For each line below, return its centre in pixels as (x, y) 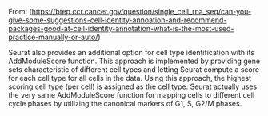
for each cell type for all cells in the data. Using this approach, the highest (130, 78)
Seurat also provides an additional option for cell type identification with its (131, 52)
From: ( (20, 12)
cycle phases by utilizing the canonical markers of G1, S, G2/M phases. (125, 104)
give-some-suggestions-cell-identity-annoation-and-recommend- (118, 20)
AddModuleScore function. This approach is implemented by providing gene (134, 61)
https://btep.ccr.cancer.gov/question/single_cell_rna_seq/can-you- (142, 12)
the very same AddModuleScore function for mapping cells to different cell (132, 95)
